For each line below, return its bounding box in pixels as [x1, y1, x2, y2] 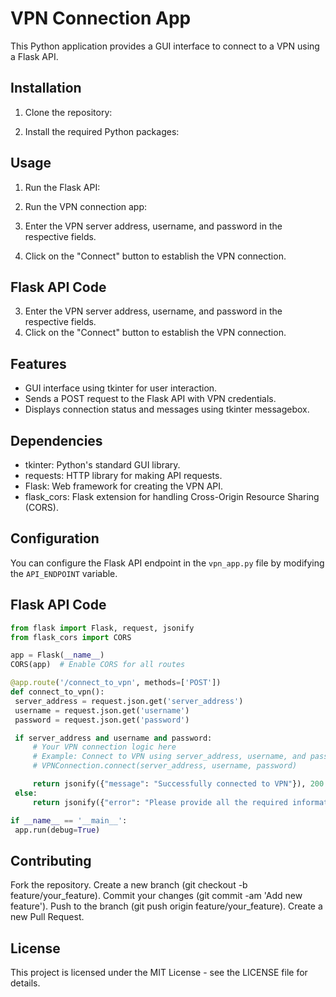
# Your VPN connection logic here [32, 742, 177, 752]
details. [10, 977, 41, 989]
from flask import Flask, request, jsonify [10, 623, 195, 633]
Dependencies [10, 432, 103, 449]
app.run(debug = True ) [14, 825, 101, 835]
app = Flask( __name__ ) [10, 650, 105, 661]
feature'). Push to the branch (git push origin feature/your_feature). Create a [10, 900, 323, 912]
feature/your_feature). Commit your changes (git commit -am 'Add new [10, 890, 303, 902]
